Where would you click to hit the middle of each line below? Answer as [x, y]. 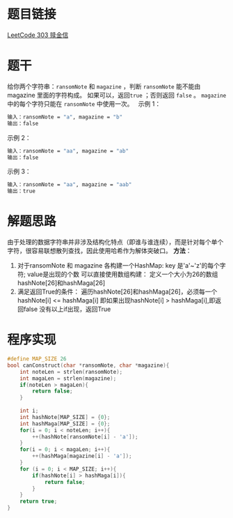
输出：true [22, 191]
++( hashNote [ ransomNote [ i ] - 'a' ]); [85, 436]
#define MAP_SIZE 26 [37, 359]
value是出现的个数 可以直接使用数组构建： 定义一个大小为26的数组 [122, 274]
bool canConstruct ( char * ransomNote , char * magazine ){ [88, 365]
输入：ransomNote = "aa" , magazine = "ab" [68, 151]
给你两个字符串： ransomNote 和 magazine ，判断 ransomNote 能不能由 [104, 86]
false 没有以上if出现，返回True [67, 309]
